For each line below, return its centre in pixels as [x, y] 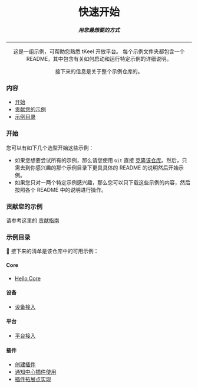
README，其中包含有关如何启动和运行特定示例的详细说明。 [99, 59]
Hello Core [28, 278]
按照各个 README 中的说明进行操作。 [60, 190]
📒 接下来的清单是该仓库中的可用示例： [52, 251]
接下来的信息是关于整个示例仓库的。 [99, 71]
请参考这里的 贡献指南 [33, 221]
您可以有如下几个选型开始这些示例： [50, 148]
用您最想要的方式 [99, 30]
